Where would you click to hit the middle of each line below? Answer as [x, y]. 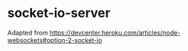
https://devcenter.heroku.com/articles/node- [115, 33]
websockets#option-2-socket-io [55, 40]
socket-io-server [59, 13]
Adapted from [28, 33]
